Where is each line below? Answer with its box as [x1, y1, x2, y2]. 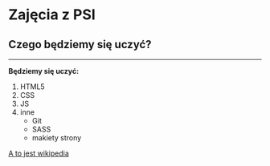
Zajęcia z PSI [8, 6, 96, 24]
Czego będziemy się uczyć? [8, 38, 152, 51]
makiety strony [31, 133, 82, 142]
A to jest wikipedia [8, 148, 70, 158]
